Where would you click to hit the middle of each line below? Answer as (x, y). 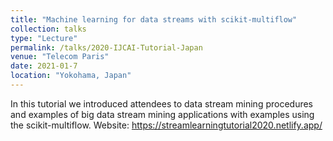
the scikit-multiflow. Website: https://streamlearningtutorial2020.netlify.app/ (166, 125)
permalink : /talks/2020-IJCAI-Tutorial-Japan (106, 47)
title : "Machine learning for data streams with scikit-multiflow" (154, 19)
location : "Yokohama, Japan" (71, 76)
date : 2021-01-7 (44, 66)
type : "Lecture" (44, 38)
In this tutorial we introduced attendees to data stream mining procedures (162, 103)
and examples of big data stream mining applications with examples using (162, 114)
